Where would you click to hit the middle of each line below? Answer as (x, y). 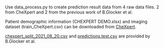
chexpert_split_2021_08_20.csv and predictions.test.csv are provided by (78, 36)
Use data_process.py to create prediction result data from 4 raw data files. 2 (82, 7)
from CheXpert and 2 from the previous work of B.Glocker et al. (69, 12)
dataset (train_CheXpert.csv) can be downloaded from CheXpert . (71, 27)
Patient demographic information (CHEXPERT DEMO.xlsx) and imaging (76, 22)
